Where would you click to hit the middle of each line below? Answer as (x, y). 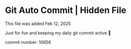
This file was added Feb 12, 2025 (38, 24)
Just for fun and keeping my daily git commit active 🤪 (58, 33)
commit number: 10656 (28, 42)
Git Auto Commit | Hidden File (66, 10)
